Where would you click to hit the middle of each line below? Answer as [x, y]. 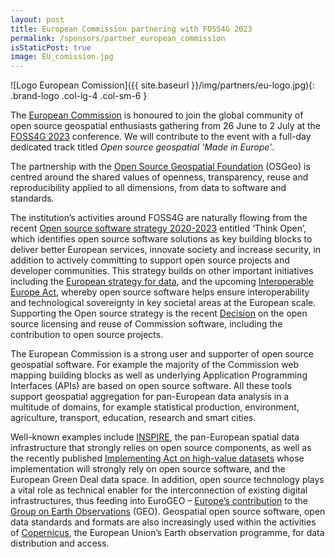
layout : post [37, 19]
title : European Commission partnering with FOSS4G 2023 [131, 29]
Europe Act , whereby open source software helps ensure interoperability [160, 292]
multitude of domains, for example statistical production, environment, [155, 407]
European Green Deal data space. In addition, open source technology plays [167, 480]
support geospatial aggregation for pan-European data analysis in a [150, 397]
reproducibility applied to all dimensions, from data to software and [148, 188]
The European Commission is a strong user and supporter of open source [162, 354]
